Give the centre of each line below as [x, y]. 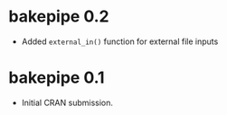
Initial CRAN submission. [67, 102]
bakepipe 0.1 [57, 78]
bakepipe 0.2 [59, 17]
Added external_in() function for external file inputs [120, 41]
